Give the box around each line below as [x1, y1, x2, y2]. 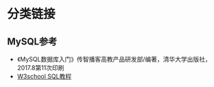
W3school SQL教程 [16, 73, 72, 80]
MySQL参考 [7, 36, 58, 47]
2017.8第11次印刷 [16, 64, 64, 72]
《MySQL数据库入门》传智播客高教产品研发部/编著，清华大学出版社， [16, 55, 211, 63]
